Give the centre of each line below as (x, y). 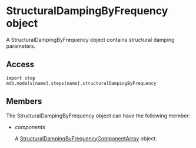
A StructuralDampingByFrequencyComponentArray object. (86, 138)
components (30, 127)
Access (20, 65)
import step (21, 78)
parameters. (21, 46)
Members (24, 101)
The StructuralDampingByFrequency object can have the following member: (98, 116)
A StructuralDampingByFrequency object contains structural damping (90, 40)
